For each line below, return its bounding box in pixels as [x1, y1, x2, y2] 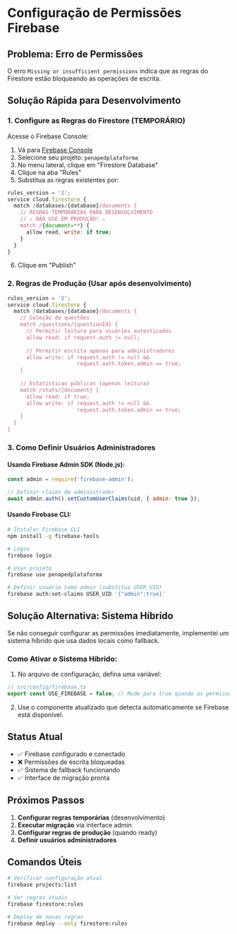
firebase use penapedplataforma [7, 571, 102, 578]
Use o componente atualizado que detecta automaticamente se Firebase [17, 702, 229, 711]
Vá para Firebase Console [17, 145, 93, 154]
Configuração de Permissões [7, 5, 182, 21]
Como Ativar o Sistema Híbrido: [7, 654, 118, 664]
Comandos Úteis [7, 856, 83, 868]
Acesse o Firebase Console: [7, 132, 90, 140]
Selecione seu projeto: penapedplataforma [17, 153, 139, 162]
